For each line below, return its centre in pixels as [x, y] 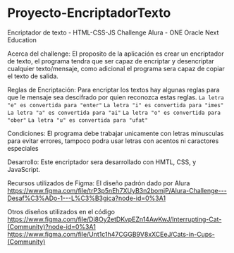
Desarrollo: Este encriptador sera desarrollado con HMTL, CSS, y [102, 162]
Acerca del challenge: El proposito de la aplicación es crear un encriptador [116, 54]
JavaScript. [24, 169]
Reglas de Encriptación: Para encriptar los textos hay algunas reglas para [113, 90]
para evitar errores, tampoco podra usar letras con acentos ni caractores [113, 141]
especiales [23, 148]
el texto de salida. [33, 76]
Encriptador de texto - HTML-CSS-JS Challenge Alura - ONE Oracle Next [113, 32]
